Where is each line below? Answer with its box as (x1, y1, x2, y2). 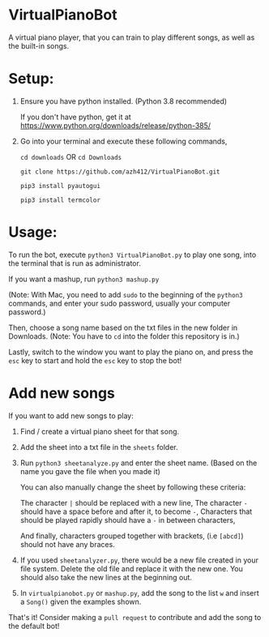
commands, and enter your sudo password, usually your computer (8, 298, 231, 308)
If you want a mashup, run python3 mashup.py (8, 274, 160, 284)
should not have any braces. (19, 539, 115, 549)
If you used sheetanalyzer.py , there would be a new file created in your (19, 555, 259, 565)
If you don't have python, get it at (19, 112, 131, 122)
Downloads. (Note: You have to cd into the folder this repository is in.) (8, 331, 241, 341)
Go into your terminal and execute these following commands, (19, 136, 228, 146)
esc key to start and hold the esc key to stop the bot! (8, 355, 182, 366)
